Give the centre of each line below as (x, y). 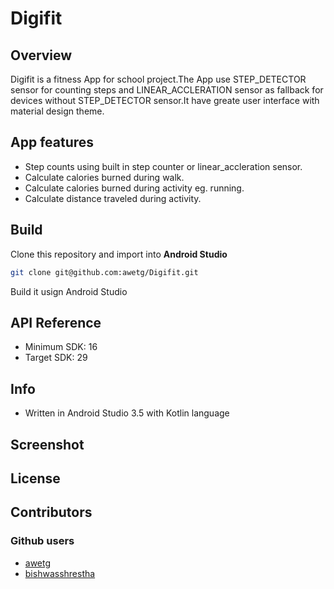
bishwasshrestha (60, 573)
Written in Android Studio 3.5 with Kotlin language (127, 413)
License (35, 478)
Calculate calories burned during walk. (104, 177)
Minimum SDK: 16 (61, 347)
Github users (42, 541)
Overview (41, 55)
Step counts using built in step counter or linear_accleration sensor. (163, 166)
